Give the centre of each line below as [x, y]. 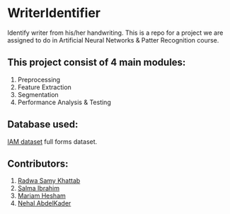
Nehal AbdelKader [44, 203]
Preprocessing [39, 79]
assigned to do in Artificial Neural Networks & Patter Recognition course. [113, 40]
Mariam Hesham [41, 196]
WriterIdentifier [54, 13]
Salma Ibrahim [39, 188]
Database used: [43, 124]
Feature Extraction [45, 87]
